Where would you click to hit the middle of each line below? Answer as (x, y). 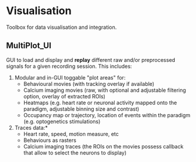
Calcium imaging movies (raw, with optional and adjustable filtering (105, 90)
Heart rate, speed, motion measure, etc (71, 134)
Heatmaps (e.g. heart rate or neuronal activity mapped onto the (100, 103)
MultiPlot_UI (29, 46)
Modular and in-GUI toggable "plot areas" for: (70, 77)
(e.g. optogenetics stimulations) (62, 121)
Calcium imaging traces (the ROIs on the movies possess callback (103, 146)
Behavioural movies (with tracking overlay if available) (89, 84)
